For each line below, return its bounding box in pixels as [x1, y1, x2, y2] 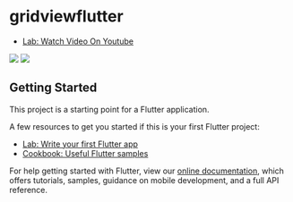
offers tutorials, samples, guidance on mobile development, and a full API [9, 174, 280, 185]
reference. [9, 184, 47, 195]
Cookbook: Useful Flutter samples [22, 147, 149, 158]
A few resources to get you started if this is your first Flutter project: [9, 121, 260, 131]
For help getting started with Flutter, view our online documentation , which [9, 165, 285, 176]
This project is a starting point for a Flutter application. [9, 104, 210, 114]
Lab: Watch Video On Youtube [22, 36, 134, 46]
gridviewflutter [9, 6, 124, 27]
